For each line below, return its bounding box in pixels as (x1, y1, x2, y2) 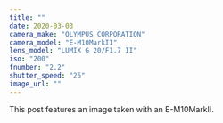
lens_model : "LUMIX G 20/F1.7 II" (9, 46, 138, 55)
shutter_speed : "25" (9, 71, 87, 80)
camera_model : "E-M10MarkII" (9, 37, 118, 47)
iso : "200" (9, 54, 50, 63)
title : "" (9, 12, 46, 22)
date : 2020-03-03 (9, 21, 74, 30)
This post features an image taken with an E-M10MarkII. (9, 103, 214, 114)
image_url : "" (9, 79, 62, 88)
